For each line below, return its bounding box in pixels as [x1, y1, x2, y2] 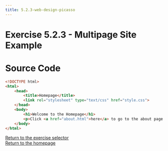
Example [5, 40, 42, 51]
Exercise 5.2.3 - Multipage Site [5, 29, 137, 40]
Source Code [5, 63, 61, 74]
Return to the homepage [5, 140, 56, 146]
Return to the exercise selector [5, 135, 69, 141]
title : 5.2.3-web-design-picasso [5, 7, 75, 13]
